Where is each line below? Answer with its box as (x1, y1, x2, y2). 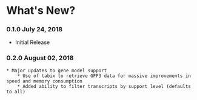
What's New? (6, 4, 76, 17)
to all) (6, 89, 26, 95)
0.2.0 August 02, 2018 (6, 54, 74, 62)
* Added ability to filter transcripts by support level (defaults (17, 83, 191, 89)
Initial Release (15, 39, 50, 46)
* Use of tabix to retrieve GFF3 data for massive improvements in (17, 73, 191, 79)
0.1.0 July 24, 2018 (6, 25, 62, 34)
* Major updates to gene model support (6, 67, 107, 73)
